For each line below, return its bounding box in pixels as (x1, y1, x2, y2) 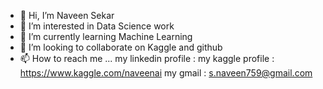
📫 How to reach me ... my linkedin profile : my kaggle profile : (19, 53, 275, 64)
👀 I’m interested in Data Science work (19, 20, 175, 32)
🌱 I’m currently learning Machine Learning (19, 31, 193, 42)
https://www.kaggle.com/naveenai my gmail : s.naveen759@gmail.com (19, 67, 313, 79)
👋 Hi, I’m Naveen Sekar (19, 10, 115, 21)
